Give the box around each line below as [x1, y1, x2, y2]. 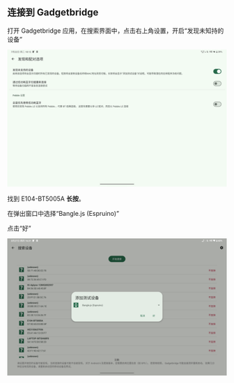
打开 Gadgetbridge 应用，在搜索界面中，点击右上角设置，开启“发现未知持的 [7, 26, 224, 35]
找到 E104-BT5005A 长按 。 [7, 194, 85, 203]
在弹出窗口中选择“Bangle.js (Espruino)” [7, 209, 120, 217]
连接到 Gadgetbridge [7, 6, 99, 19]
